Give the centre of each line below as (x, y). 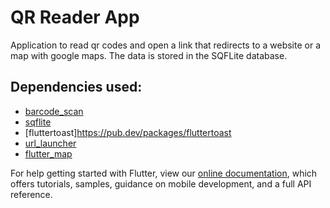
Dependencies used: (76, 87)
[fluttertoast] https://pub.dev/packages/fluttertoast (128, 132)
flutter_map (48, 153)
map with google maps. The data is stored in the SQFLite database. (149, 55)
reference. (31, 194)
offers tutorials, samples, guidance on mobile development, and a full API (161, 183)
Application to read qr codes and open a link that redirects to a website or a (165, 45)
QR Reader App (75, 17)
